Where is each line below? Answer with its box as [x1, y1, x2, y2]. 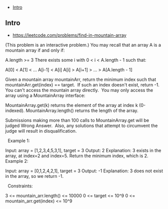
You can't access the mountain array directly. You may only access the [5, 87, 153, 93]
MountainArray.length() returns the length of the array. [26, 108, 139, 114]
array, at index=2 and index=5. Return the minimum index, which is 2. [5, 153, 148, 159]
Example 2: [5, 158, 29, 164]
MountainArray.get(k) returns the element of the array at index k [5, 102, 138, 108]
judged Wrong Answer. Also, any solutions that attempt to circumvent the [5, 123, 158, 129]
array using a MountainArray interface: [5, 92, 86, 98]
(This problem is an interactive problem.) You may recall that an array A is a [5, 42, 161, 48]
